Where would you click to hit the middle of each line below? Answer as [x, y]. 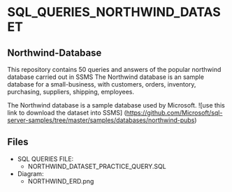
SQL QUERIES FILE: [45, 158]
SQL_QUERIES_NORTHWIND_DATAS [114, 12]
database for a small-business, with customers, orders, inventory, [102, 84]
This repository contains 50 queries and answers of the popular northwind [114, 69]
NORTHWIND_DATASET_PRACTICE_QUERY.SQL [97, 166]
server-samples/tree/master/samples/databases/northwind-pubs [101, 120]
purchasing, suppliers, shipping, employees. [71, 92]
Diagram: [30, 173]
